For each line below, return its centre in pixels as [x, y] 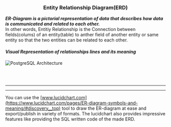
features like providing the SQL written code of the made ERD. [70, 119]
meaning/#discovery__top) [33, 108]
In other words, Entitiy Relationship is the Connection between [70, 29]
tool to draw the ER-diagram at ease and [104, 108]
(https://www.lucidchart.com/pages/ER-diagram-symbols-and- [72, 103]
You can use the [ [24, 97]
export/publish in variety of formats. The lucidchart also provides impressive [85, 113]
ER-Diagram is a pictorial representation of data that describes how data [84, 19]
